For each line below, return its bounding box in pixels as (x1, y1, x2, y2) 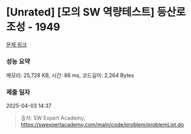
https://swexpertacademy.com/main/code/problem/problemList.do (20, 121, 184, 128)
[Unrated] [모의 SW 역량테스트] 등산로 (6, 5, 186, 19)
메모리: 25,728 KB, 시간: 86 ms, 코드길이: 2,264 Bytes (6, 72, 135, 79)
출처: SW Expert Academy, (20, 114, 85, 122)
